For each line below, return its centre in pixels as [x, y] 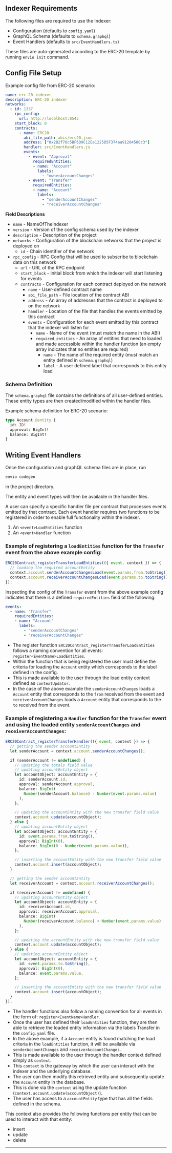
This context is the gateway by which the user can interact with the [83, 1065]
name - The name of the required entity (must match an [101, 354]
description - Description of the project [55, 235]
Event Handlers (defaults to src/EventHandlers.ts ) [66, 41]
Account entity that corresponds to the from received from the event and [89, 694]
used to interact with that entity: [39, 1119]
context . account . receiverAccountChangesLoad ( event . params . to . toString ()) [90, 577]
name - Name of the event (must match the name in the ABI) [98, 333]
